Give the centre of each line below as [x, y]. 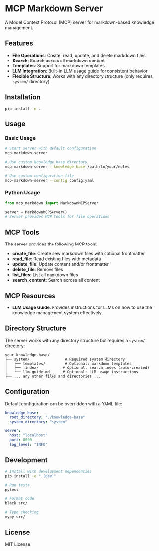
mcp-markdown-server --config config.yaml [50, 180]
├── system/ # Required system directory [65, 359]
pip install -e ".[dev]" [31, 476]
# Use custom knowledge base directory [46, 162]
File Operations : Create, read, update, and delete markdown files [79, 55]
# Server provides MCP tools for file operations [57, 217]
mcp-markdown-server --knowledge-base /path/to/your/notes [67, 167]
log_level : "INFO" [29, 444]
